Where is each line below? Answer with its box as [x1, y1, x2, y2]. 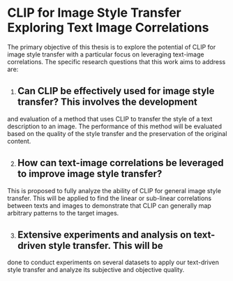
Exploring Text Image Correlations [7, 20, 209, 36]
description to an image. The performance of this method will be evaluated [7, 122, 222, 130]
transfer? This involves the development [17, 96, 197, 108]
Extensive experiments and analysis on [17, 229, 192, 241]
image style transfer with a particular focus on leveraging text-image [7, 50, 204, 59]
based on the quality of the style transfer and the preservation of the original [7, 129, 227, 137]
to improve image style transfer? [17, 168, 163, 180]
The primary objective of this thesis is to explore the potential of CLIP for [7, 43, 216, 51]
